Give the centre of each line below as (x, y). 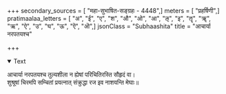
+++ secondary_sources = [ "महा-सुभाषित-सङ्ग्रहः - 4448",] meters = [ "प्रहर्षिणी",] (113, 11)
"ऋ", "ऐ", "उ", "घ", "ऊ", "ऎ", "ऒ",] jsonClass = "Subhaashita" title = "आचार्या (109, 26)
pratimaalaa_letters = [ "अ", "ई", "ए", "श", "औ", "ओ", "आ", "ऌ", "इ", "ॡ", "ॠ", (109, 18)
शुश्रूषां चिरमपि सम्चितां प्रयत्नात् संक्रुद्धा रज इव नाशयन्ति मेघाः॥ (73, 82)
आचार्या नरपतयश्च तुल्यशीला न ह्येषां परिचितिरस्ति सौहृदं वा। (71, 75)
